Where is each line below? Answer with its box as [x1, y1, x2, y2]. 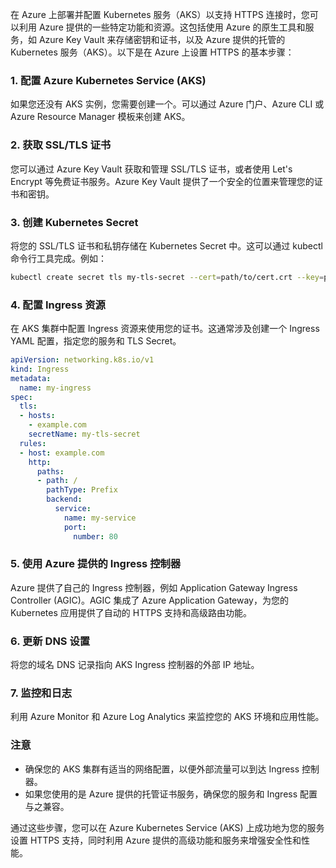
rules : [19, 438, 47, 448]
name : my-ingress [19, 383, 92, 393]
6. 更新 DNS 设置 [10, 634, 91, 648]
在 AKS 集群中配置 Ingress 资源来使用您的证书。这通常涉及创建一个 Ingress [10, 323, 320, 335]
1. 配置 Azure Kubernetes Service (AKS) [10, 73, 207, 87]
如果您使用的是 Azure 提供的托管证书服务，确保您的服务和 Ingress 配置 [24, 788, 318, 800]
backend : [46, 494, 83, 505]
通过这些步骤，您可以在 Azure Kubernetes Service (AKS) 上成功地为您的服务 [10, 821, 325, 833]
